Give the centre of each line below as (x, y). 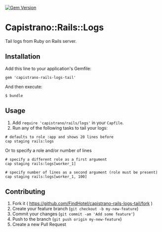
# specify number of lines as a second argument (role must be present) (81, 172)
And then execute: (24, 87)
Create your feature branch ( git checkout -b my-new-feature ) (75, 209)
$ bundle (14, 96)
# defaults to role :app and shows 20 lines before (59, 137)
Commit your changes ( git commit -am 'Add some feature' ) (73, 214)
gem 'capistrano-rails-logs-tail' (41, 77)
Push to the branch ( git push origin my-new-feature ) (67, 219)
